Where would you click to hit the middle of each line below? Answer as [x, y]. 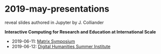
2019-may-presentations [57, 9]
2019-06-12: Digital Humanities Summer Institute [61, 46]
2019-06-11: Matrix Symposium [43, 41]
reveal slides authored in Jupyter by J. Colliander [54, 22]
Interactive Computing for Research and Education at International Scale [80, 32]
